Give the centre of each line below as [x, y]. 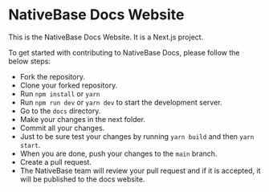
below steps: [29, 61]
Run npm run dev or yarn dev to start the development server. [121, 102]
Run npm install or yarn [60, 93]
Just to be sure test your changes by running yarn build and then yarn [137, 136]
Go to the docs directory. [60, 111]
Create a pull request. [56, 161]
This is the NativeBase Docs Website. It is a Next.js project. [106, 37]
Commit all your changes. [62, 128]
